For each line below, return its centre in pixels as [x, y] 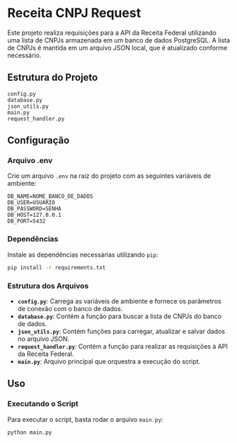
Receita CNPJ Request [74, 13]
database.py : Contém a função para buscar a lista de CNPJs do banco [120, 316]
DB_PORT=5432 [27, 221]
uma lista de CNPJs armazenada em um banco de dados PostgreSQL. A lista [119, 40]
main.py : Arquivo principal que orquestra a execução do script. [109, 361]
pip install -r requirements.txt [57, 267]
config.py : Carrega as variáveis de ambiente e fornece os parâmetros [119, 301]
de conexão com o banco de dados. [70, 308]
